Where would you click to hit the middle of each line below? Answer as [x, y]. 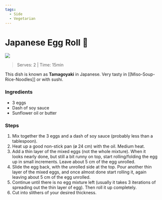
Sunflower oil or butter [34, 113]
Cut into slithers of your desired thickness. [54, 192]
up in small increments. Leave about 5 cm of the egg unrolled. [74, 162]
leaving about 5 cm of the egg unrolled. [51, 177]
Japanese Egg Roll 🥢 [47, 42]
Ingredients [19, 92]
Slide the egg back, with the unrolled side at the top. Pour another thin [82, 167]
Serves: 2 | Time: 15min [40, 65]
